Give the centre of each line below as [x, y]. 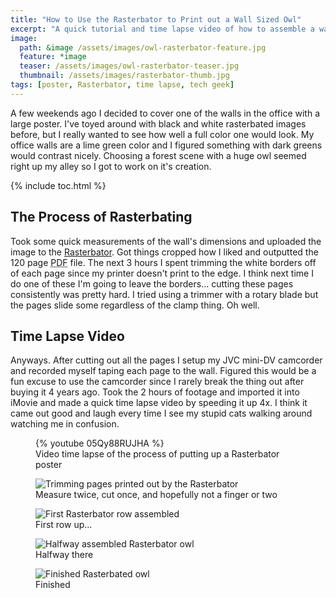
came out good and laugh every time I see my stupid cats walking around [161, 413]
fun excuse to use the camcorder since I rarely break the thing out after [157, 382]
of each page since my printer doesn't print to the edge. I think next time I [162, 273]
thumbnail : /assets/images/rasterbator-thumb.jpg [124, 76]
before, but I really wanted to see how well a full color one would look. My [162, 134]
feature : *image [53, 57]
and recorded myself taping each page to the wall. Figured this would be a [163, 371]
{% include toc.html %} [58, 185]
